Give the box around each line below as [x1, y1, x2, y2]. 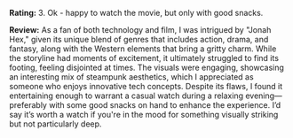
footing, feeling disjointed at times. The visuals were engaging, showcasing [9, 62, 284, 73]
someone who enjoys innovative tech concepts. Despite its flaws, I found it [9, 81, 283, 91]
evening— [245, 90, 282, 101]
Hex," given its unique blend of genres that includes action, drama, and [9, 34, 269, 44]
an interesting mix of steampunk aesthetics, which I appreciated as [9, 72, 255, 82]
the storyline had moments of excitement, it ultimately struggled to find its [9, 53, 280, 63]
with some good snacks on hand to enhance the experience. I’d [48, 100, 281, 110]
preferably [9, 100, 47, 110]
